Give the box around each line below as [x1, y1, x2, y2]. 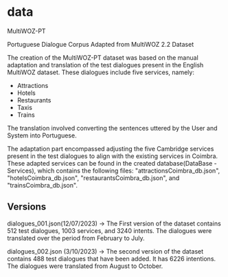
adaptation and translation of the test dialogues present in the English [7, 60, 204, 69]
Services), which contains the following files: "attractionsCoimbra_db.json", [7, 166, 220, 175]
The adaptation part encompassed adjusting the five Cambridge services [7, 144, 214, 153]
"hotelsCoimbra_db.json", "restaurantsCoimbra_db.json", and [7, 173, 180, 182]
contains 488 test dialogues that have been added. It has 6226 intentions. [7, 254, 216, 263]
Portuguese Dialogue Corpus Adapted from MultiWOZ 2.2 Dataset [7, 40, 194, 48]
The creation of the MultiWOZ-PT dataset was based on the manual [7, 53, 199, 62]
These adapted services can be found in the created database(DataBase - [7, 159, 218, 167]
